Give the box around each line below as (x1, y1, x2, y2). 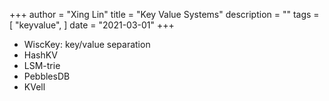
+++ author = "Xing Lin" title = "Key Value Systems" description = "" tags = (9, 9, 320, 20)
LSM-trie (23, 60, 61, 71)
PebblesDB (23, 70, 71, 82)
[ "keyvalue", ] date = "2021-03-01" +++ (9, 19, 175, 31)
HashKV (23, 49, 58, 61)
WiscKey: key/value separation (23, 39, 151, 50)
